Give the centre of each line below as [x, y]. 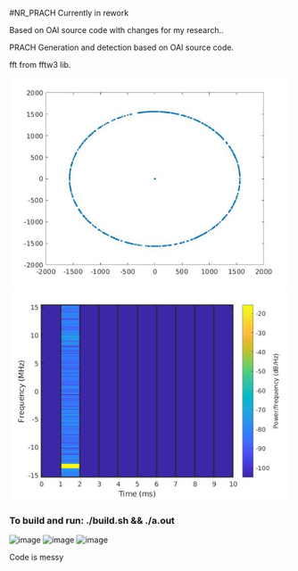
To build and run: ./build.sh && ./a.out [92, 520]
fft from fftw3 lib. [40, 65]
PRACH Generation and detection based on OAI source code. [122, 47]
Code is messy [37, 558]
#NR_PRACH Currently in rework [69, 13]
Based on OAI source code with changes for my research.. [117, 30]
